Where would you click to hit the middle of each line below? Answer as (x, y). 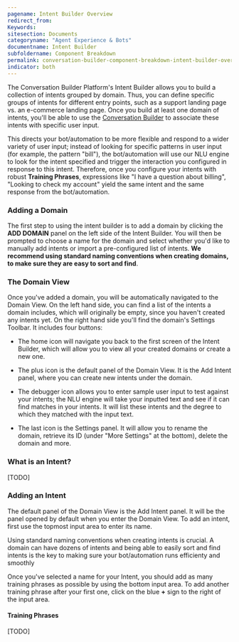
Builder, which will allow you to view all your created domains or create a (124, 349)
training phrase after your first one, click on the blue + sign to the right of (115, 591)
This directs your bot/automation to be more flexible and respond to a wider (118, 139)
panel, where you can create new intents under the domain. (105, 378)
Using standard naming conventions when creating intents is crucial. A (111, 540)
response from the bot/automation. (59, 191)
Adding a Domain (38, 210)
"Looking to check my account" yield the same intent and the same (106, 184)
